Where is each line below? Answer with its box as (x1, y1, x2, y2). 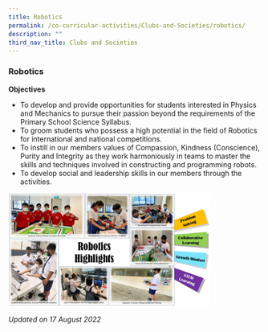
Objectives (8, 84, 46, 94)
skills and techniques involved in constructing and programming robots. (19, 159, 257, 169)
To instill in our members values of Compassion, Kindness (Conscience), (19, 142, 261, 152)
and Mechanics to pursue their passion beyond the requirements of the (19, 109, 255, 118)
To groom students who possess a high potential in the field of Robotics (19, 125, 258, 135)
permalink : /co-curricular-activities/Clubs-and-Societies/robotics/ (8, 21, 246, 30)
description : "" (8, 30, 63, 38)
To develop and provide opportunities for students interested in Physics (19, 100, 257, 109)
